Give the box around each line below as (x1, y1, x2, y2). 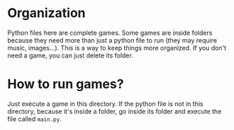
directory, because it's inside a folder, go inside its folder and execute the (7, 107, 222, 115)
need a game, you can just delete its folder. (7, 51, 133, 60)
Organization (7, 5, 86, 21)
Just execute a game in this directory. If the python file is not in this (7, 99, 204, 108)
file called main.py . (7, 114, 62, 123)
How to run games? (7, 76, 124, 92)
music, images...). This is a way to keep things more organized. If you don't (7, 43, 227, 52)
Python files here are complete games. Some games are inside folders (7, 28, 213, 37)
